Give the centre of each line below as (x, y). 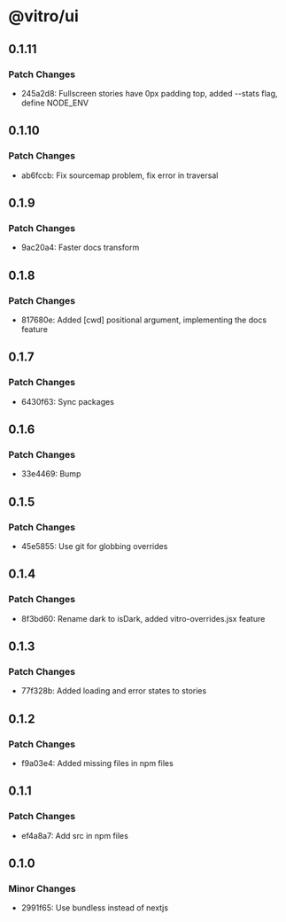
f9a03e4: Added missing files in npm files (97, 763)
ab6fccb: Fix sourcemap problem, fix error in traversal (120, 175)
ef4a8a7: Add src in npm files (75, 835)
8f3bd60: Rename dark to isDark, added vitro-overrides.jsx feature (143, 618)
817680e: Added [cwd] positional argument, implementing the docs (144, 320)
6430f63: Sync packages (67, 401)
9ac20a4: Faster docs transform (80, 248)
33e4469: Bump (51, 474)
